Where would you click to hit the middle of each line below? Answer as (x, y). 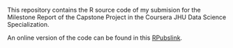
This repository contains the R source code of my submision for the (104, 10)
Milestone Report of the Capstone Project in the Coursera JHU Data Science (117, 17)
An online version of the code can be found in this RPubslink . (95, 38)
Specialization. (29, 24)
